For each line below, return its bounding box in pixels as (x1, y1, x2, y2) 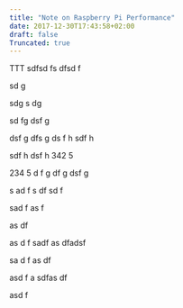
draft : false (9, 30, 59, 39)
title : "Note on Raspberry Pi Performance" (9, 13, 176, 23)
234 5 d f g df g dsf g (9, 168, 89, 178)
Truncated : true (9, 38, 70, 48)
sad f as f (9, 203, 45, 213)
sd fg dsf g (9, 115, 50, 126)
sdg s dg (9, 98, 42, 109)
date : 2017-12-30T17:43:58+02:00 (9, 22, 135, 31)
